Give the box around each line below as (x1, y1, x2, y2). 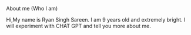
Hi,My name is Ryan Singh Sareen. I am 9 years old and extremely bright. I (6, 16, 186, 23)
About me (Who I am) (6, 5, 58, 12)
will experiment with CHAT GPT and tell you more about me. (6, 23, 151, 29)
